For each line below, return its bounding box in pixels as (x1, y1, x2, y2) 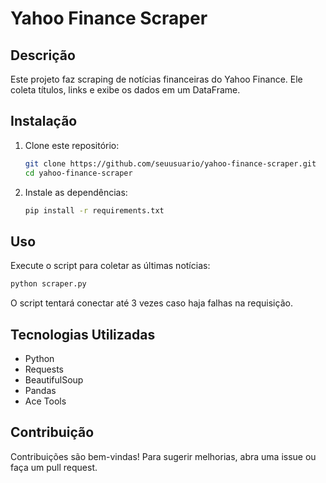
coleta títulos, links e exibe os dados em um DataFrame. (10, 84, 241, 96)
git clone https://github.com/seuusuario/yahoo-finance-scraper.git (24, 158, 317, 169)
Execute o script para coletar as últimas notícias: (10, 260, 211, 272)
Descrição (10, 47, 76, 64)
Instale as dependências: (24, 186, 128, 198)
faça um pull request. (10, 461, 98, 473)
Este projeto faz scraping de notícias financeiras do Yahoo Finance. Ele (10, 73, 303, 85)
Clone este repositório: (24, 139, 120, 151)
